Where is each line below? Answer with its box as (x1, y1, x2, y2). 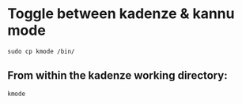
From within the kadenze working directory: (7, 69, 228, 83)
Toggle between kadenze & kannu (7, 5, 235, 23)
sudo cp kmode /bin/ (7, 47, 76, 55)
